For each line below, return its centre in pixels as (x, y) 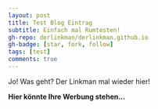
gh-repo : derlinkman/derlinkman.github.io (78, 37)
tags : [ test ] (29, 52)
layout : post (29, 15)
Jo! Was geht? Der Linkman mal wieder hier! (79, 81)
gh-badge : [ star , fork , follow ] (61, 45)
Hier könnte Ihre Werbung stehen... (67, 96)
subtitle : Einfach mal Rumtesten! (65, 30)
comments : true (33, 60)
